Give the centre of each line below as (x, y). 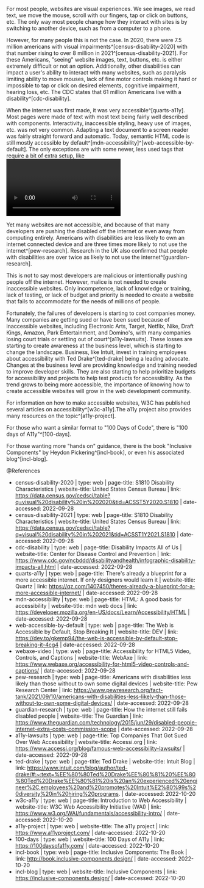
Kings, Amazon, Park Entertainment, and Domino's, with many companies (99, 333)
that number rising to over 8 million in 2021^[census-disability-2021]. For (97, 53)
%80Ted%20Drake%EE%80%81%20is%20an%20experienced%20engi (106, 781)
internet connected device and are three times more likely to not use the (97, 244)
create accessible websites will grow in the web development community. (99, 391)
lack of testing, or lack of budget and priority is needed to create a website (100, 295)
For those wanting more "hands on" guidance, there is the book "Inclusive (99, 446)
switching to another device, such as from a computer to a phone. (89, 28)
